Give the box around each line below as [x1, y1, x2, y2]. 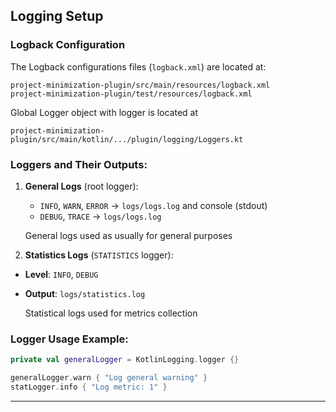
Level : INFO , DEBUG [24, 268, 99, 280]
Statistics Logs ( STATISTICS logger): [24, 249, 174, 261]
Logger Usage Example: [10, 332, 129, 346]
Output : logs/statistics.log [24, 287, 146, 299]
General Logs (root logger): [24, 180, 139, 192]
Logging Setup [10, 8, 104, 25]
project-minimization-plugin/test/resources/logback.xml [10, 89, 253, 99]
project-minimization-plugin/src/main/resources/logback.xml [10, 80, 271, 90]
